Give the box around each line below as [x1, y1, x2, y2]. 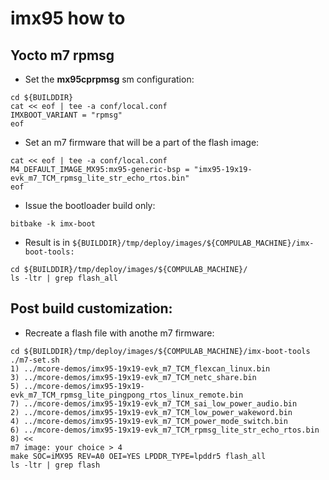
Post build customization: [10, 300, 173, 317]
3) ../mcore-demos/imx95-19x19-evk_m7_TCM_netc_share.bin [10, 372, 257, 382]
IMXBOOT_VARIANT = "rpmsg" [10, 110, 123, 120]
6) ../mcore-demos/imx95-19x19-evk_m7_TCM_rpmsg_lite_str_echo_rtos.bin [10, 425, 320, 435]
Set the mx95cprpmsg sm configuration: [24, 73, 195, 85]
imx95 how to [10, 7, 126, 30]
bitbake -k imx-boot [10, 219, 97, 229]
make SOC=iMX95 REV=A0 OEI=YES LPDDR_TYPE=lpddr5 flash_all [10, 451, 267, 461]
